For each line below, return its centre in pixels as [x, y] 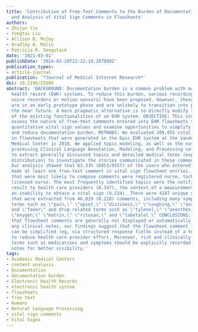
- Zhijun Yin [22, 28]
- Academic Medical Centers [41, 259]
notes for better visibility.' [50, 248]
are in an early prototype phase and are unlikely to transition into [100, 105]
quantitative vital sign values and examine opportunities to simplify [101, 127]
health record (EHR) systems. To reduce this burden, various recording [103, 94]
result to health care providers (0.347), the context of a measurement [103, 188]
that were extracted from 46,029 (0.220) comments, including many [96, 199]
